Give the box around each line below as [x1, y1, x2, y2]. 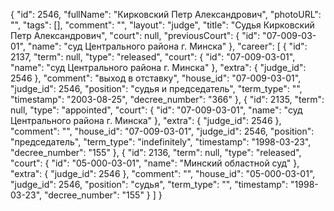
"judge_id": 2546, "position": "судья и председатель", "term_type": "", [10, 83, 303, 94]
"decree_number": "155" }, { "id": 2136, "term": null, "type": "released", [10, 147, 302, 158]
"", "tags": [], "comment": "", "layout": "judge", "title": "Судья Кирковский [10, 19, 315, 31]
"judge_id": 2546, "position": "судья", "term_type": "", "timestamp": [10, 179, 289, 190]
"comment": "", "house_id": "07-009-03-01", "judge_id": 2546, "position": [10, 125, 315, 137]
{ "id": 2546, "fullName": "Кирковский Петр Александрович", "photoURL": [10, 9, 322, 20]
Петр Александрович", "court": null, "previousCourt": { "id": [10, 30, 261, 41]
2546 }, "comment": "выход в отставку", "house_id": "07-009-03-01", [10, 72, 302, 84]
